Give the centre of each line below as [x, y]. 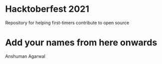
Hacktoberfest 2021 [47, 9]
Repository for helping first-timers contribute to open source [67, 23]
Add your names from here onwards [81, 43]
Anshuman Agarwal [25, 56]
